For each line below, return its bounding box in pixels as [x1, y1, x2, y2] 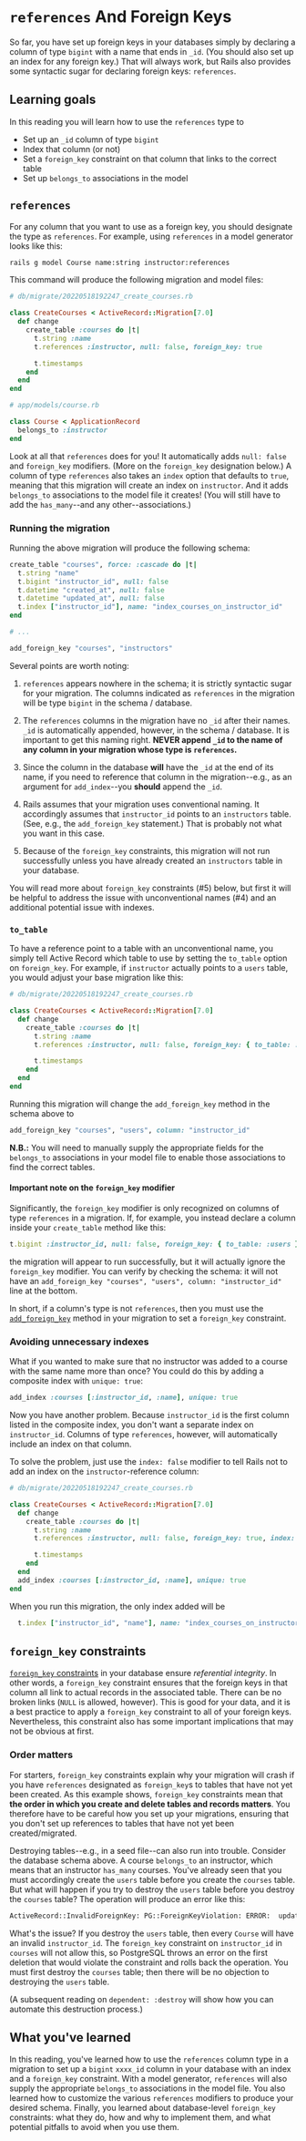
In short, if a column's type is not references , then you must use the [9, 1302, 264, 1313]
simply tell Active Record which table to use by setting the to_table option [9, 952, 288, 963]
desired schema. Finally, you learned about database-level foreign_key [9, 2103, 276, 2114]
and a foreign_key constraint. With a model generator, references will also [9, 2074, 288, 2084]
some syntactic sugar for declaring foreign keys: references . [9, 66, 237, 77]
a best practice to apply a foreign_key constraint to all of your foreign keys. [9, 1706, 292, 1717]
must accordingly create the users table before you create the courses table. [9, 1874, 296, 1885]
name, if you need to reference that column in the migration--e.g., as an [22, 771, 292, 782]
